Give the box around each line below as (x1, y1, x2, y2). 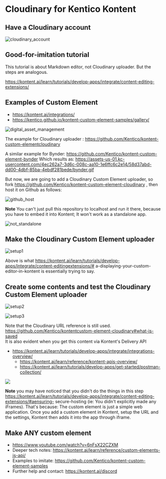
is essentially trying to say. (41, 268, 95, 274)
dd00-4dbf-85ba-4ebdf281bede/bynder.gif (5, 166, 94, 172)
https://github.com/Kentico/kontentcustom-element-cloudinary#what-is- (5, 328, 154, 334)
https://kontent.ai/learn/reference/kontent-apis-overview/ (19, 359, 138, 365)
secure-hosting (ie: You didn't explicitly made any (55, 399, 157, 405)
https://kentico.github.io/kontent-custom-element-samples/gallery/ (12, 116, 150, 122)
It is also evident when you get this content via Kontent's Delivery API (5, 338, 147, 345)
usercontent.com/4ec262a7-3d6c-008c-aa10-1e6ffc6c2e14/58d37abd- (5, 161, 152, 167)
